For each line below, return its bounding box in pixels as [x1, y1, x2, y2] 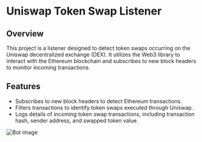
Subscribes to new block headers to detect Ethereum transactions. [15, 97, 183, 104]
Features [6, 81, 41, 92]
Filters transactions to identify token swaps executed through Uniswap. [15, 104, 194, 111]
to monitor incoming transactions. [6, 64, 90, 71]
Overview [6, 29, 44, 39]
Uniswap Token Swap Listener [6, 4, 162, 18]
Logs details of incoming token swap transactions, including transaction [15, 110, 195, 118]
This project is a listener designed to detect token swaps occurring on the [6, 44, 191, 52]
